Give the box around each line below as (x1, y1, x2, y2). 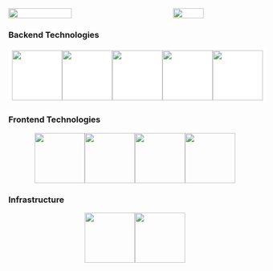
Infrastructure (8, 194, 65, 205)
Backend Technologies (8, 29, 100, 40)
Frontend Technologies (8, 114, 101, 125)
